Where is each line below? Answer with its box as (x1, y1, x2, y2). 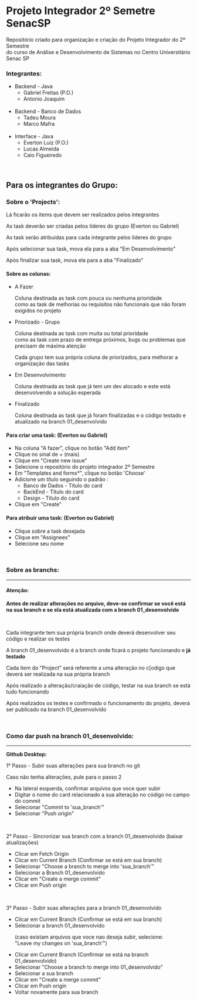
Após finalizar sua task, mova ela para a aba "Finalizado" (6, 256, 144, 263)
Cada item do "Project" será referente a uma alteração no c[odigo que (6, 665, 176, 672)
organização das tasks (14, 360, 69, 367)
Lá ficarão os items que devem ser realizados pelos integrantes (6, 211, 159, 218)
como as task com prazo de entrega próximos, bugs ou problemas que (14, 336, 186, 343)
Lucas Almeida (23, 145, 60, 152)
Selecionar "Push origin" (14, 810, 74, 817)
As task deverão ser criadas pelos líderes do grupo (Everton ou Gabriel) (6, 222, 179, 229)
